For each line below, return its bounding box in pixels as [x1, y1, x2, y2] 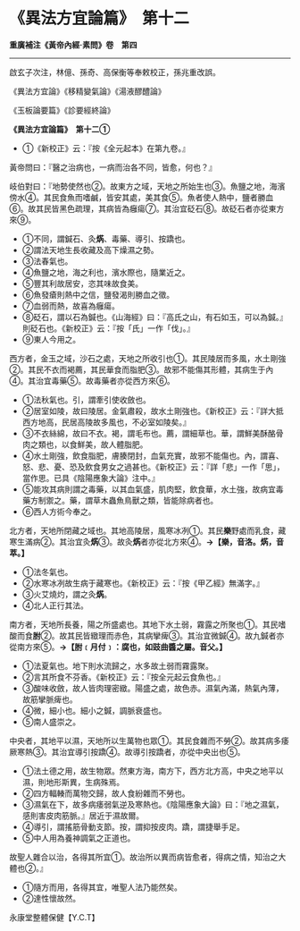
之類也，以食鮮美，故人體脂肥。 [29, 439, 148, 450]
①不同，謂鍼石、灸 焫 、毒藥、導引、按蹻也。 [21, 233, 190, 244]
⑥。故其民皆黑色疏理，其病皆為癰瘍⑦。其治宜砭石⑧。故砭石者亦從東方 [9, 203, 285, 214]
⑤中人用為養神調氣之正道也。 [21, 833, 136, 843]
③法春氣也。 [21, 256, 73, 267]
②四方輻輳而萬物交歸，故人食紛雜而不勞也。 [21, 788, 190, 799]
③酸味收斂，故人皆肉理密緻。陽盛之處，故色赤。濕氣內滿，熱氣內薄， [21, 682, 284, 693]
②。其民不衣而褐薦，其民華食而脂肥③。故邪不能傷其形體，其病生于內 [9, 364, 274, 375]
